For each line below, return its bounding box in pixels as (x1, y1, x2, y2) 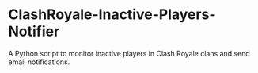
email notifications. (8, 57, 70, 67)
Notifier (8, 22, 60, 40)
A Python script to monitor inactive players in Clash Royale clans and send (8, 48, 251, 58)
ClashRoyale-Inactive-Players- (8, 6, 216, 24)
